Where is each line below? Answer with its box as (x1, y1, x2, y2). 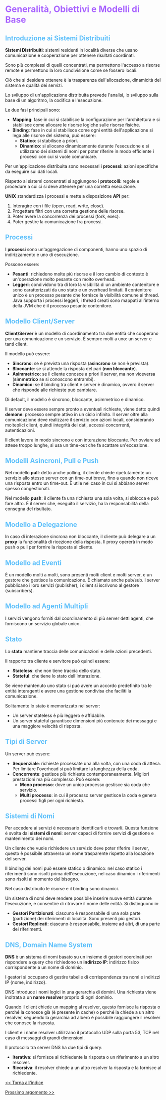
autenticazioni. (5, 427, 36, 433)
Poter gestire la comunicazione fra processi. (12, 219, 103, 225)
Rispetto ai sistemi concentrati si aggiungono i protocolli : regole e (5, 178, 140, 184)
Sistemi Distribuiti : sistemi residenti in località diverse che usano (5, 47, 138, 53)
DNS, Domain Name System (5, 941, 93, 949)
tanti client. (5, 341, 28, 347)
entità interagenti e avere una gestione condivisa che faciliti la (5, 687, 131, 693)
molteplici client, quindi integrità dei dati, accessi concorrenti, (5, 422, 131, 428)
